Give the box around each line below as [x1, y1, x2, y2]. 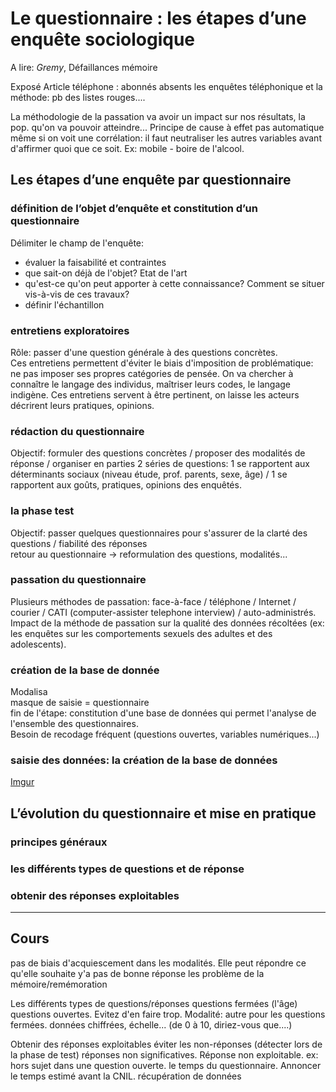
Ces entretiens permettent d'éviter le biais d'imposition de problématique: [10, 357, 314, 369]
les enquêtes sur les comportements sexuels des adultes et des [10, 627, 273, 639]
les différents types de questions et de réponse [10, 862, 245, 876]
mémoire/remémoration [10, 978, 108, 990]
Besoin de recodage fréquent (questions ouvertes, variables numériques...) [10, 728, 320, 741]
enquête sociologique [10, 28, 196, 51]
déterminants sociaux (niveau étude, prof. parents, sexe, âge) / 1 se [10, 468, 288, 481]
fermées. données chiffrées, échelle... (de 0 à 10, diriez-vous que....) [10, 1018, 293, 1031]
